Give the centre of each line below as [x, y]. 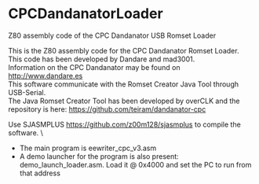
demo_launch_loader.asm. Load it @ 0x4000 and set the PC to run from [135, 164]
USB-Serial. [27, 92]
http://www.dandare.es [46, 75]
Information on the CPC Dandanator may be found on [94, 67]
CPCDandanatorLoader [86, 14]
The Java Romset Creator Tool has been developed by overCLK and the [124, 101]
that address [40, 173]
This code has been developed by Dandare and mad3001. [102, 59]
